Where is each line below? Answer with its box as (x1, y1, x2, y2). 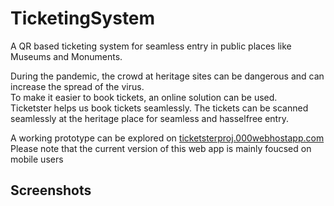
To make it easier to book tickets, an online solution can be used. (10, 91, 278, 103)
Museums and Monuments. (10, 50, 123, 62)
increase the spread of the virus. (10, 80, 145, 92)
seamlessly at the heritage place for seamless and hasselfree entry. (10, 112, 289, 124)
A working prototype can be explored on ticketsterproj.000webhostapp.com (10, 132, 325, 144)
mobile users (10, 153, 64, 165)
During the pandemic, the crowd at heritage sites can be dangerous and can (10, 70, 325, 82)
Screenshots (10, 182, 92, 199)
